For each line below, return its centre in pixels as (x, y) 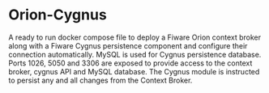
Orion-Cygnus (58, 15)
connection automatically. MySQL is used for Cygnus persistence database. (135, 54)
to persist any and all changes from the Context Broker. (100, 80)
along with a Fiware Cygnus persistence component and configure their (128, 45)
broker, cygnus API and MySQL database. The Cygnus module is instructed (134, 71)
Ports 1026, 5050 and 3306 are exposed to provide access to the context (130, 63)
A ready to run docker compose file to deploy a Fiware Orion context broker (135, 37)
